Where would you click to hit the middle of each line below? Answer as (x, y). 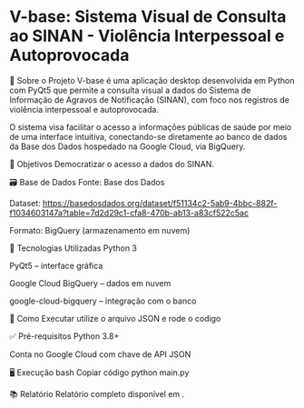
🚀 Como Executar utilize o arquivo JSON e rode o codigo (115, 318)
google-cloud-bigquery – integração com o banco (103, 301)
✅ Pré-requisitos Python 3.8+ (64, 336)
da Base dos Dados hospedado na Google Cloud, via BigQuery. (127, 146)
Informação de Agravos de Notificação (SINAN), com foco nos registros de (150, 100)
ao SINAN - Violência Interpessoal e (147, 36)
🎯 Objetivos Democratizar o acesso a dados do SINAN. (112, 164)
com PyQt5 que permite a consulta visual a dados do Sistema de (130, 90)
